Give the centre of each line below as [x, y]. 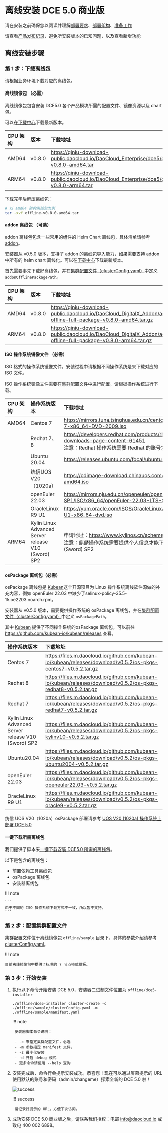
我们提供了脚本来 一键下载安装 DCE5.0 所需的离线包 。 [60, 849]
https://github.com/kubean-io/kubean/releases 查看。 [61, 633]
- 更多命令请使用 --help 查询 [43, 1063]
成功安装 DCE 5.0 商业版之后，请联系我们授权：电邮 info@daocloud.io [84, 1119]
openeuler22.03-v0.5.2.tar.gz [81, 785]
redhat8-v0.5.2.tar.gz [71, 689]
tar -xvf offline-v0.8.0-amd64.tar [42, 213]
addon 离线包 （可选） [28, 225]
